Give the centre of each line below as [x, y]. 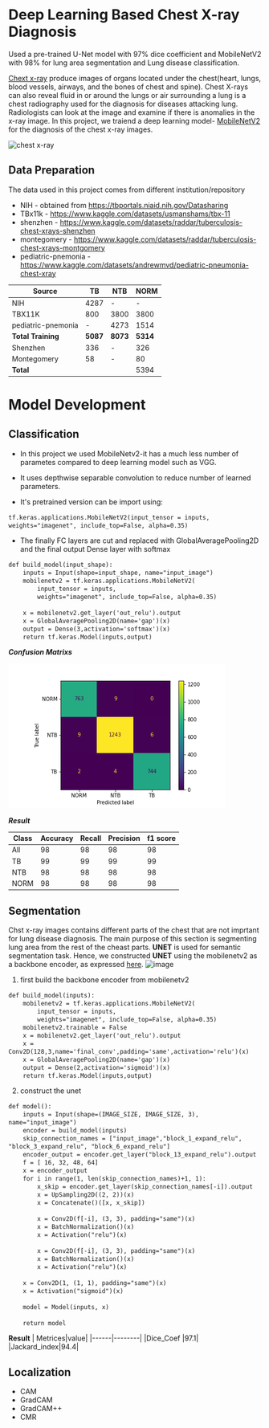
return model [45, 1324]
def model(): [30, 1107]
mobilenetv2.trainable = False [75, 1028]
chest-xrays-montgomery [63, 247]
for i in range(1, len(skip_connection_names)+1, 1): [114, 1179]
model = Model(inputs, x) [66, 1308]
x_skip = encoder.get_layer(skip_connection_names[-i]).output [145, 1187]
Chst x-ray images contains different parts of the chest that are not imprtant [134, 930]
